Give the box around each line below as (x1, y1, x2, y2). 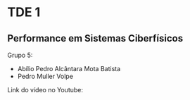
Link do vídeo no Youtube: (7, 86, 83, 94)
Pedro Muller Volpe (17, 72, 74, 80)
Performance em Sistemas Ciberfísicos (7, 32, 184, 44)
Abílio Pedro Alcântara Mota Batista (17, 65, 121, 73)
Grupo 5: (7, 51, 33, 59)
